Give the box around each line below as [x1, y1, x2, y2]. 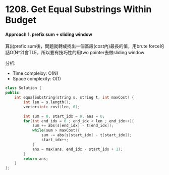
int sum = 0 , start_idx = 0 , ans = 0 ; [23, 114, 105, 119]
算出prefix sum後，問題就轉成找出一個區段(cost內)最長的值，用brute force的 [5, 43, 164, 49]
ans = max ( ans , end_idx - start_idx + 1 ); [32, 147, 123, 152]
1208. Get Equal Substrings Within [5, 4, 152, 15]
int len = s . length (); [23, 100, 71, 105]
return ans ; [23, 156, 49, 161]
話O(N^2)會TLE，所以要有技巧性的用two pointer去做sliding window [5, 50, 145, 56]
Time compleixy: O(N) [12, 70, 59, 76]
